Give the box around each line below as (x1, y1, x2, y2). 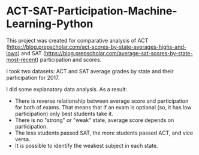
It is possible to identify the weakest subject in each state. (14, 142, 158, 149)
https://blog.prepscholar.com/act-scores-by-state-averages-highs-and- (8, 43, 187, 50)
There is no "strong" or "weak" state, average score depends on (14, 116, 174, 124)
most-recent (6, 56, 37, 63)
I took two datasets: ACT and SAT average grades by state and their (6, 67, 174, 74)
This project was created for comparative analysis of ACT (6, 37, 149, 44)
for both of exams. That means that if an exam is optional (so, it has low (14, 103, 192, 111)
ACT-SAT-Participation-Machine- (6, 4, 178, 18)
